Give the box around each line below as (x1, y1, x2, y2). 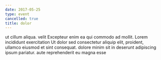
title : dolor (5, 20, 32, 26)
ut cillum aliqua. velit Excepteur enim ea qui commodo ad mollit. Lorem (5, 34, 148, 40)
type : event (5, 12, 29, 17)
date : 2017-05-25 (5, 7, 41, 12)
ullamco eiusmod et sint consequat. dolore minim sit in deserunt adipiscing (5, 44, 156, 50)
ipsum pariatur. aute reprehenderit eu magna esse (5, 50, 107, 56)
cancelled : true (5, 16, 38, 21)
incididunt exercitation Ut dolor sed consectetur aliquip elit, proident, (5, 40, 144, 45)
